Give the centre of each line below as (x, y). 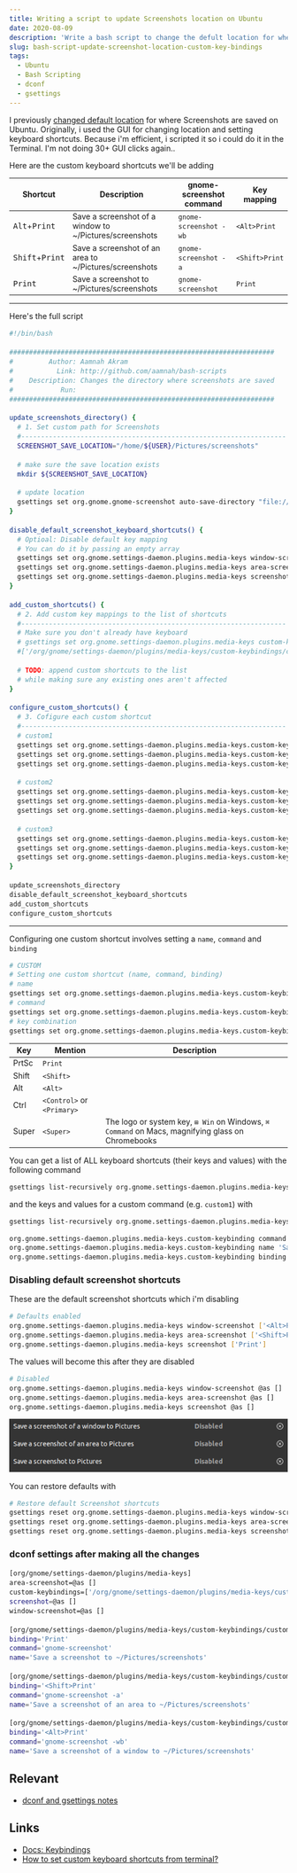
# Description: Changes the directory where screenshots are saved (142, 380)
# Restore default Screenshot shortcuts (85, 1503)
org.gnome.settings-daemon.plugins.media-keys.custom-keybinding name (142, 1248)
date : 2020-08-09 (41, 28)
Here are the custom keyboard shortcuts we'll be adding (112, 165)
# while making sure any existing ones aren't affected (122, 679)
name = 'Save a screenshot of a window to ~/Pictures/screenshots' (132, 1752)
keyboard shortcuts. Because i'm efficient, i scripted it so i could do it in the (147, 138)
